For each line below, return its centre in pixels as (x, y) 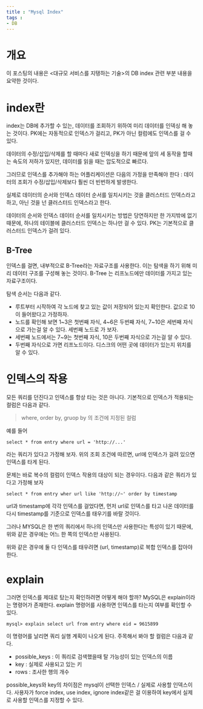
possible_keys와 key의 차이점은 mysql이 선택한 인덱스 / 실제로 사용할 (89, 685)
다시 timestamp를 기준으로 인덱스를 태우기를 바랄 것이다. (74, 514)
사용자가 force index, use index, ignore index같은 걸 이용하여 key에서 (98, 692)
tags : (15, 18)
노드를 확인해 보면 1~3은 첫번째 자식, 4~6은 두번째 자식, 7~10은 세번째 (98, 322)
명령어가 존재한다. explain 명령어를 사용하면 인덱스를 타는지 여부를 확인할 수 (102, 605)
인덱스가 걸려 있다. (49, 231)
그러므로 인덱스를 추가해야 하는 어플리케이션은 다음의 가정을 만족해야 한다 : (95, 175)
